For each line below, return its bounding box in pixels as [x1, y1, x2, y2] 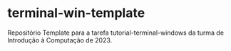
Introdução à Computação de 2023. [7, 35, 113, 44]
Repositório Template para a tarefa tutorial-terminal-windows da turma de [7, 28, 225, 37]
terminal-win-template [7, 5, 145, 21]
